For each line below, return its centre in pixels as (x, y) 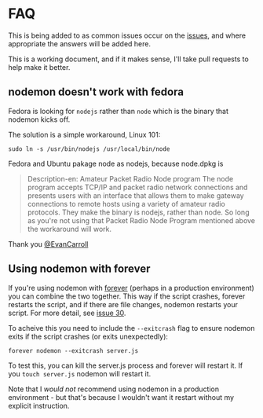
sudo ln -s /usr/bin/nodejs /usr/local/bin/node (89, 149)
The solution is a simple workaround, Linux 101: (84, 134)
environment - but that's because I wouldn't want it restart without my (121, 397)
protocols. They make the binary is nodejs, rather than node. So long (138, 212)
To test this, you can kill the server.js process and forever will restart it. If (126, 365)
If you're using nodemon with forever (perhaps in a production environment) (131, 288)
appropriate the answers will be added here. (80, 43)
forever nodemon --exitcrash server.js (73, 350)
